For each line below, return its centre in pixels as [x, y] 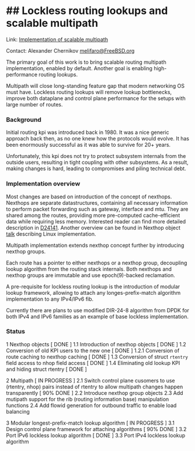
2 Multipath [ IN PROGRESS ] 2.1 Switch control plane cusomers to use [90, 380]
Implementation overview [43, 184]
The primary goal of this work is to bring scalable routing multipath [86, 62]
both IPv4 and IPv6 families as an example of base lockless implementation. [97, 316]
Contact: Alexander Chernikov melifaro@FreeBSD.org [70, 50]
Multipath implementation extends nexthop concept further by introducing [95, 245]
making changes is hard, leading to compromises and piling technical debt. [96, 168]
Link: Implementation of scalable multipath [57, 39]
